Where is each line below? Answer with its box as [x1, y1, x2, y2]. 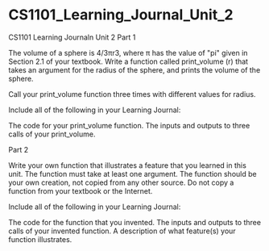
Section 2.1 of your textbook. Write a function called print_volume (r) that [8, 56, 248, 66]
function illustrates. [8, 234, 72, 244]
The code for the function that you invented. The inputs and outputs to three [8, 217, 262, 227]
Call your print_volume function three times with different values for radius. [8, 89, 256, 98]
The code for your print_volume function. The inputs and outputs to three [8, 120, 250, 130]
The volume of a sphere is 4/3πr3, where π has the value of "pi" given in [8, 48, 248, 57]
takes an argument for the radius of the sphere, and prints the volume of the [8, 65, 261, 74]
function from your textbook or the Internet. [8, 186, 153, 195]
